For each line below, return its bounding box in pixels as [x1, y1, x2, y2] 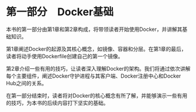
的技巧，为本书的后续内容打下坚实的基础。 [6, 99, 109, 106]
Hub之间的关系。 [6, 79, 47, 86]
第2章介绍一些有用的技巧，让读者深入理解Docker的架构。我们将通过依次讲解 [6, 65, 191, 72]
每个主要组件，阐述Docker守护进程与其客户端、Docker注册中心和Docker [6, 72, 181, 79]
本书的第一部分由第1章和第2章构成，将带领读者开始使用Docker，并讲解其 [6, 26, 183, 33]
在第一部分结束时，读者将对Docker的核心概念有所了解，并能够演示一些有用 [6, 92, 188, 99]
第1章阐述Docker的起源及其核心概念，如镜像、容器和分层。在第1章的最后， [6, 45, 187, 52]
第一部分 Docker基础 [6, 5, 114, 19]
